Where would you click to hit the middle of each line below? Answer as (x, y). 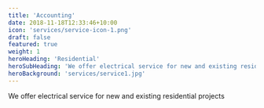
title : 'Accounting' (42, 15)
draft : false (29, 37)
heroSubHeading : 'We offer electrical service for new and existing (123, 67)
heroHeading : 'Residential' (54, 59)
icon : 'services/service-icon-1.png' (70, 30)
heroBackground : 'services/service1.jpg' (77, 74)
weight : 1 (24, 52)
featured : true (33, 45)
